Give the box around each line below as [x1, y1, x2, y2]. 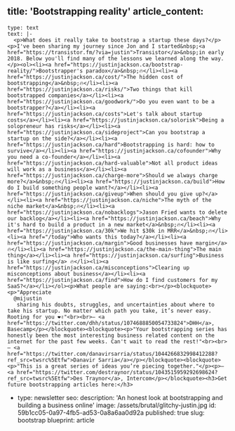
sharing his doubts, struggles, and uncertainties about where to [16, 301, 215, 308]
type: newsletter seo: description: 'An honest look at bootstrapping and [17, 393, 223, 401]
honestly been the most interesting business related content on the [7, 332, 215, 339]
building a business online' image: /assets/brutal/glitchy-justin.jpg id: [17, 401, 217, 409]
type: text [7, 24, 39, 31]
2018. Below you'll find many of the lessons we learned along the [7, 55, 209, 62]
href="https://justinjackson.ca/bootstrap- [54, 61, 184, 68]
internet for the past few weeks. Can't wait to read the [7, 337, 180, 345]
